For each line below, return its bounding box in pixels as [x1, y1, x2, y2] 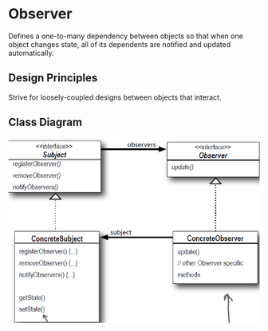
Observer [8, 5, 73, 23]
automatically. [8, 48, 54, 57]
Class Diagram [8, 116, 82, 129]
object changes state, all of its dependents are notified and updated [8, 39, 231, 49]
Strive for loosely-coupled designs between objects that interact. [8, 93, 222, 102]
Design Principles [8, 71, 98, 85]
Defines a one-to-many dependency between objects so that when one [8, 31, 243, 41]
